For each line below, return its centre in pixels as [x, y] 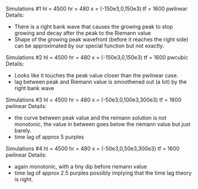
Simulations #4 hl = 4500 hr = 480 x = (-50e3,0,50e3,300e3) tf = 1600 [93, 148]
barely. [23, 130]
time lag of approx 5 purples [49, 137]
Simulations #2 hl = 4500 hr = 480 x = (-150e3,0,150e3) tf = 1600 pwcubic [97, 57]
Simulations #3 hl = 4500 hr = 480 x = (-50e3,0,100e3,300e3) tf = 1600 [94, 100]
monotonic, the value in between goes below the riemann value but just [102, 124]
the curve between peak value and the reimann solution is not [90, 118]
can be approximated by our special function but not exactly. [89, 46]
